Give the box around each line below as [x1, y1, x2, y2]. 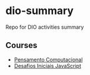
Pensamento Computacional [14, 56, 83, 63]
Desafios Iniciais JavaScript [14, 62, 82, 69]
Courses [5, 40, 38, 50]
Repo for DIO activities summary [5, 23, 84, 30]
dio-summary [5, 4, 74, 18]
